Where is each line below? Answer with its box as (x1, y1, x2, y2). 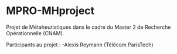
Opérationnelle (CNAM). (6, 29, 64, 36)
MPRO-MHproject (6, 4, 95, 18)
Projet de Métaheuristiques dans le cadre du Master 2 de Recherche (6, 23, 171, 31)
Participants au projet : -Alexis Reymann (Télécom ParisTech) (6, 41, 154, 48)
